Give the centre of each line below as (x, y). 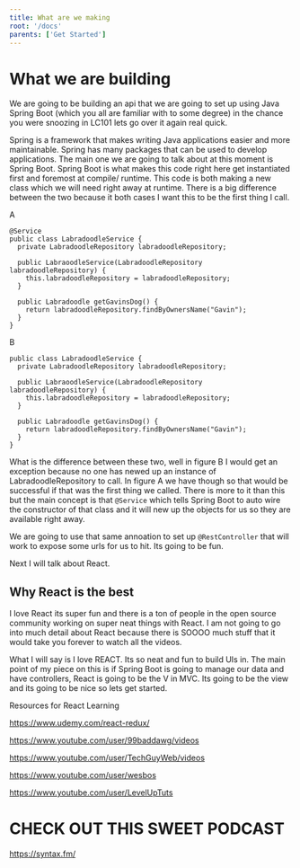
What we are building (90, 79)
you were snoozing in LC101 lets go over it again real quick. (119, 123)
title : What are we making (60, 18)
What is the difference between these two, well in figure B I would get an (144, 462)
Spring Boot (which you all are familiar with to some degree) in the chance (146, 113)
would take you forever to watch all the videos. (96, 642)
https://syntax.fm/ (43, 854)
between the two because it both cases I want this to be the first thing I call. (150, 198)
